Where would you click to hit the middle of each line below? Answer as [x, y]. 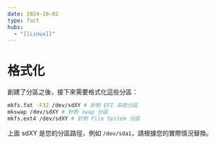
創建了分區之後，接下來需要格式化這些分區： [73, 92]
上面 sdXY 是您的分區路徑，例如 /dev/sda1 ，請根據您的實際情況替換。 [110, 133]
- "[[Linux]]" [34, 34]
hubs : [15, 27]
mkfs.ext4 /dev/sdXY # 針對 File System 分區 [74, 118]
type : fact [23, 21]
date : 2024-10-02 [33, 14]
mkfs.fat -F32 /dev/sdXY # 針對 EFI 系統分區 [73, 106]
